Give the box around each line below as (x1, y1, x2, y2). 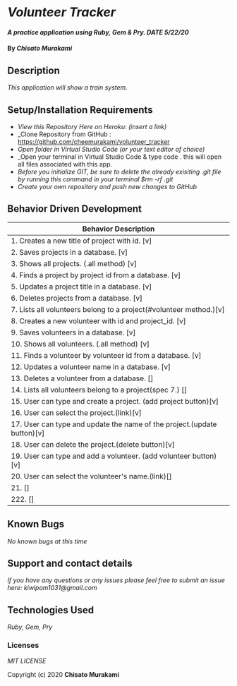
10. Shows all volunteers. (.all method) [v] (11, 339, 150, 349)
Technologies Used (7, 604, 94, 616)
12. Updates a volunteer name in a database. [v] (11, 361, 171, 371)
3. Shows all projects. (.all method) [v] (11, 258, 138, 268)
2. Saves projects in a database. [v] (11, 247, 128, 257)
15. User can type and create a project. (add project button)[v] (11, 396, 219, 406)
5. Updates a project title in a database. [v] (11, 282, 152, 291)
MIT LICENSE (7, 656, 47, 665)
